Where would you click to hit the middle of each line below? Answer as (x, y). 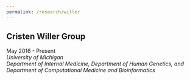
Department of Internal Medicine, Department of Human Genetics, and (95, 64)
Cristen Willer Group (46, 37)
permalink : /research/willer (43, 12)
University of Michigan (35, 58)
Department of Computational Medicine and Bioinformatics (81, 70)
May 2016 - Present (31, 51)
